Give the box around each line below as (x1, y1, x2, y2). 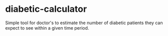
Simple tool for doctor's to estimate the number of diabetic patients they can (5, 20, 163, 26)
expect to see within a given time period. (5, 25, 89, 31)
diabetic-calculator (5, 3, 87, 15)
